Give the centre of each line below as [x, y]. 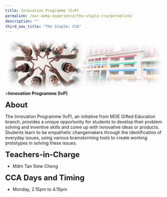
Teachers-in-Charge [42, 155]
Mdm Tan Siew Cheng [35, 166]
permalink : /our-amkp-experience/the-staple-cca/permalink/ [69, 16]
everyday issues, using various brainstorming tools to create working [76, 138]
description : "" [22, 21]
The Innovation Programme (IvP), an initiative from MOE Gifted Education [80, 116]
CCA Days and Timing [45, 178]
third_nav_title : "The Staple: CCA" [43, 26]
